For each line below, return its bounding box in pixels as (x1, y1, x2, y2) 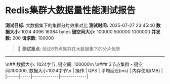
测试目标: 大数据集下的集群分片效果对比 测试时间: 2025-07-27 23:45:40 (5, 22, 155, 28)
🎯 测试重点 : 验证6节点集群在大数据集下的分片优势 (17, 46, 120, 52)
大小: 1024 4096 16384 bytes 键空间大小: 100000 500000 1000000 (9, 28, 151, 34)
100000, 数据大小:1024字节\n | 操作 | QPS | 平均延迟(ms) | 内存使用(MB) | (11, 67, 163, 73)
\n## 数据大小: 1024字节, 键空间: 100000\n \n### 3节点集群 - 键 (5, 61, 139, 67)
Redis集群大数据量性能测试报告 (5, 5, 136, 16)
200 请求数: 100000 (12, 35, 54, 41)
